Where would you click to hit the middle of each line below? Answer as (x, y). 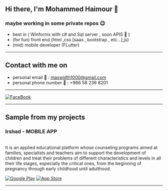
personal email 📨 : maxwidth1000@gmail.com (59, 77)
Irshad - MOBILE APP (31, 131)
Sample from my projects (45, 117)
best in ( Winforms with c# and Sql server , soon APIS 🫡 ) (71, 34)
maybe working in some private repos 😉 (55, 23)
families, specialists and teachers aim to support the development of (76, 153)
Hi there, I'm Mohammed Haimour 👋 (62, 9)
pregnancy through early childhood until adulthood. (58, 169)
